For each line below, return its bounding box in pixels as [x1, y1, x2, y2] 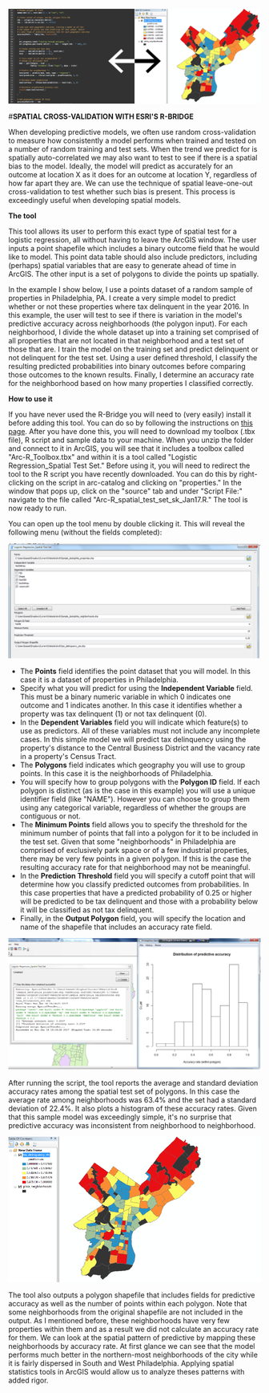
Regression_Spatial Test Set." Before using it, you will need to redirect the [8, 461, 251, 470]
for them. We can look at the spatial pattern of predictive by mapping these [8, 1333, 256, 1342]
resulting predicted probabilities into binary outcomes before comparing [8, 362, 246, 371]
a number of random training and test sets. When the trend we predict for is [8, 144, 258, 153]
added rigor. [8, 1375, 49, 1385]
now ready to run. [8, 503, 67, 513]
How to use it [8, 394, 54, 404]
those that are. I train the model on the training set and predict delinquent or [8, 344, 259, 354]
